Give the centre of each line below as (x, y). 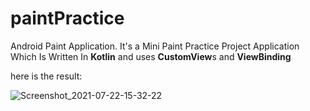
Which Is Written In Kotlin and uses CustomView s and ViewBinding (151, 56)
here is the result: (46, 76)
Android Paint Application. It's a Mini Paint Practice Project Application (155, 46)
